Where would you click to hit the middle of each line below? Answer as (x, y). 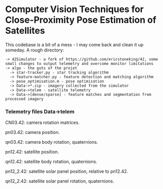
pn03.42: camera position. (33, 133)
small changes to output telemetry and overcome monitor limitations (79, 64)
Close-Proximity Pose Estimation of (81, 20)
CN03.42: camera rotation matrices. (42, 122)
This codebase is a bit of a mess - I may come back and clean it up (74, 44)
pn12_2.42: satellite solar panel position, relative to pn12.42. (67, 171)
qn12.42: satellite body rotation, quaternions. (51, 162)
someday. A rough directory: (35, 50)
